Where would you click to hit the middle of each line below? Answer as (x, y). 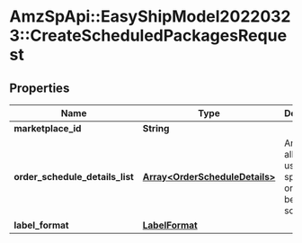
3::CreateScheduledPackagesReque (148, 36)
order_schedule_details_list (74, 177)
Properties (40, 88)
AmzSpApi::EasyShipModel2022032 (150, 17)
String (156, 128)
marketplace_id (48, 128)
